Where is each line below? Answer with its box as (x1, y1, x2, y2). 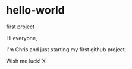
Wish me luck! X (6, 57, 46, 64)
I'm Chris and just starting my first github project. (6, 45, 127, 53)
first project (6, 23, 34, 30)
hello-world (6, 4, 65, 17)
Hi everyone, (6, 34, 37, 41)
